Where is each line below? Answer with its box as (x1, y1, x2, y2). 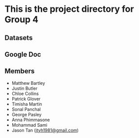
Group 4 (4, 14, 39, 25)
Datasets (4, 34, 33, 42)
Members (4, 67, 35, 75)
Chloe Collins (11, 90, 39, 97)
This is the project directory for (4, 3, 134, 15)
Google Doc (4, 50, 41, 59)
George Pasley (11, 111, 42, 117)
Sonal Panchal (11, 106, 41, 112)
